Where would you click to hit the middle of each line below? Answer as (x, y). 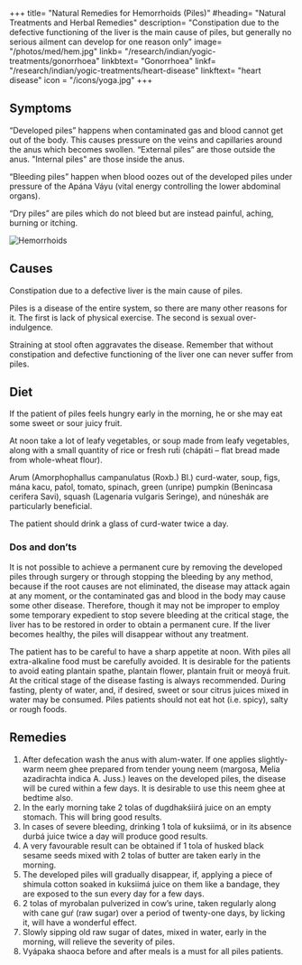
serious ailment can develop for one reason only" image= (116, 42)
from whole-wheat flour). (56, 460)
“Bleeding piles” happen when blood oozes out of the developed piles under (151, 176)
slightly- (273, 759)
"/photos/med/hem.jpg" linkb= (66, 51)
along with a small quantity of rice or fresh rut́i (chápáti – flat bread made (145, 450)
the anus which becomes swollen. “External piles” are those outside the (142, 149)
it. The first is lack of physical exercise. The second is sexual (122, 317)
